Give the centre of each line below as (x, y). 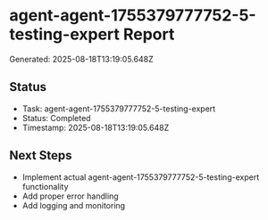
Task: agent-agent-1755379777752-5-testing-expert (119, 109)
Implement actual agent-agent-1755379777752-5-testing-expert (141, 177)
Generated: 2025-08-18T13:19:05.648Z (81, 59)
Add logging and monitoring (74, 205)
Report (149, 34)
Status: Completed (56, 118)
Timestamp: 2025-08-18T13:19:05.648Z (96, 127)
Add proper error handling (70, 196)
